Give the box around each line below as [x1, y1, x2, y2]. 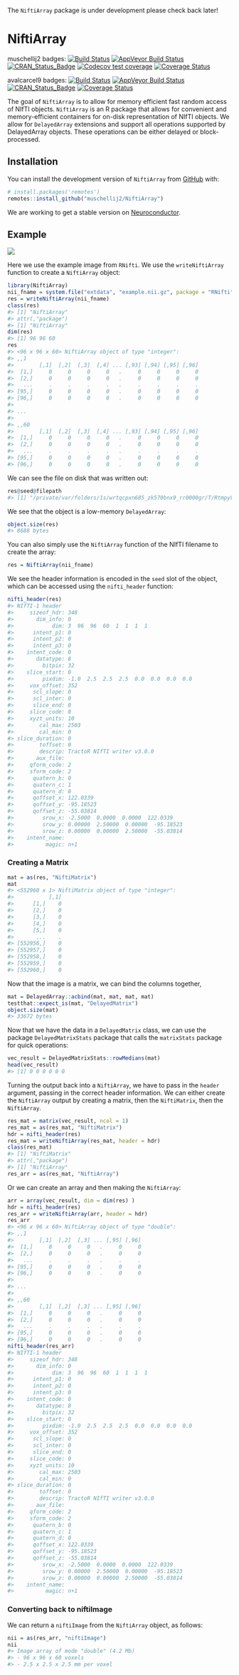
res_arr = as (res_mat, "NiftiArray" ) [7, 1170, 119, 1177]
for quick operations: [7, 1041, 69, 1050]
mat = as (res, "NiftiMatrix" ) [7, 874, 97, 881]
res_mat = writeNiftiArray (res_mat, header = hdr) [7, 1137, 161, 1144]
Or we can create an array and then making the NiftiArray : [7, 1183, 181, 1191]
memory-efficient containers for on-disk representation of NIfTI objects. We [7, 112, 230, 120]
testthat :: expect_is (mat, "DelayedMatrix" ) [7, 1000, 139, 1007]
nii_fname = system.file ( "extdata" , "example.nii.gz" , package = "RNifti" [7, 288, 234, 296]
